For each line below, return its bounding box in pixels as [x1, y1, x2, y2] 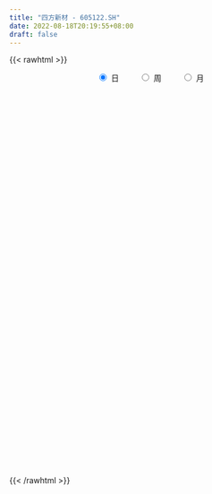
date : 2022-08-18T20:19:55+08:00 [9, 22, 134, 30]
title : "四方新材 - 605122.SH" [9, 13, 121, 22]
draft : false [9, 30, 58, 39]
